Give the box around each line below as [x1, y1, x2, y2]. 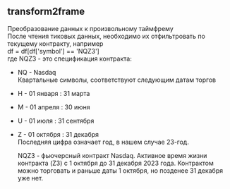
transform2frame [7, 6, 85, 18]
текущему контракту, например [7, 39, 104, 48]
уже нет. [17, 173, 44, 182]
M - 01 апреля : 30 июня [17, 102, 90, 111]
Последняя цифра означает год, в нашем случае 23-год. [17, 138, 189, 146]
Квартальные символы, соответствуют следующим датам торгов [17, 75, 217, 84]
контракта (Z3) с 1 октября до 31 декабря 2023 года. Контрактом [17, 159, 214, 167]
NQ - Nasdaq [17, 68, 56, 76]
